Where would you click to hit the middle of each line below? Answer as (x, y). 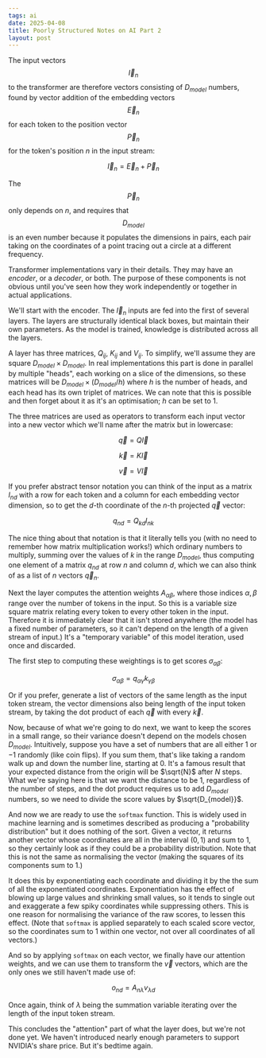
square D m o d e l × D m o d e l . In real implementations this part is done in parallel (131, 364)
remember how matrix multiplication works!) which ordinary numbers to (125, 547)
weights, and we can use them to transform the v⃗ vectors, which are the (128, 963)
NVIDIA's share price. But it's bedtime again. (81, 1045)
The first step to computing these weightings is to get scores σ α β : (116, 661)
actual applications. (40, 294)
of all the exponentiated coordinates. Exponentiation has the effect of (121, 889)
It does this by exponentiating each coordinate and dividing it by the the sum (133, 881)
